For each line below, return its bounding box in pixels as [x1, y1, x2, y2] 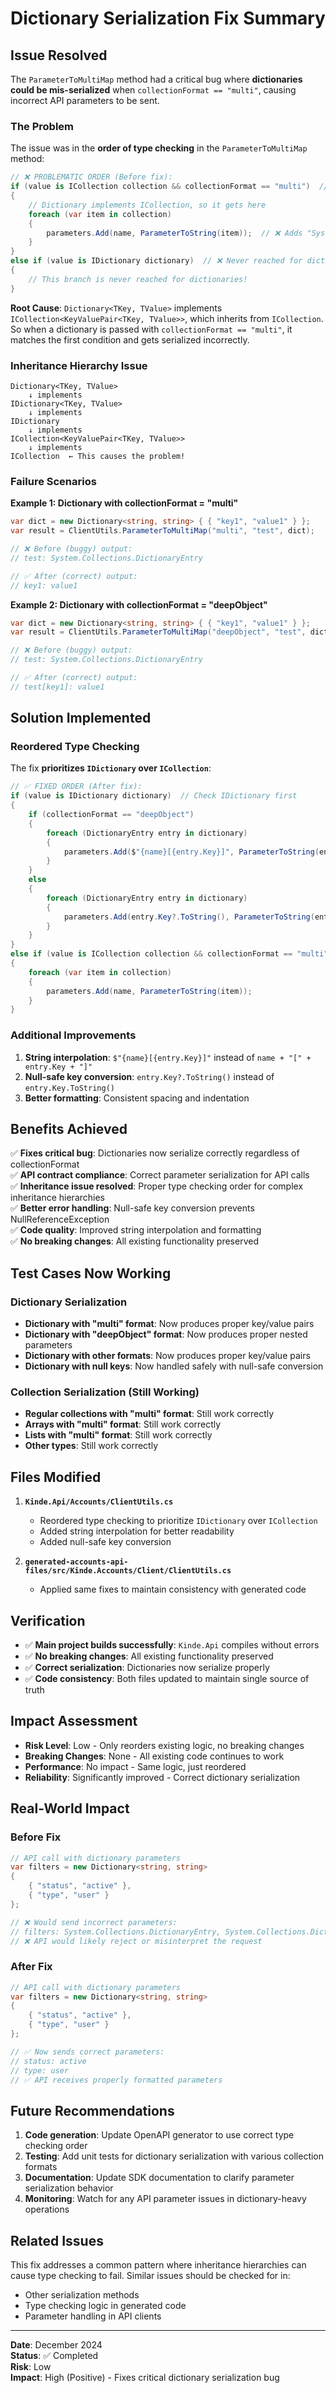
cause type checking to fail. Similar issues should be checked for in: [10, 2270, 291, 2282]
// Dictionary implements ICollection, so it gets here [28, 200, 267, 210]
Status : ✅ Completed [10, 2350, 99, 2362]
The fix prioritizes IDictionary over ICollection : [10, 762, 212, 774]
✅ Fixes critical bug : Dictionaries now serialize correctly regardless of [10, 1147, 300, 1159]
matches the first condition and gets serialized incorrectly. [10, 333, 250, 346]
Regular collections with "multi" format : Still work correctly [24, 1408, 275, 1420]
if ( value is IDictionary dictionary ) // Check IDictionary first [10, 791, 298, 801]
